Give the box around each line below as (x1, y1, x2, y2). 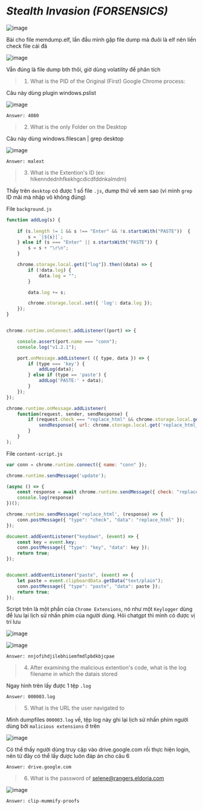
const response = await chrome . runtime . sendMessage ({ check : (17, 489, 174, 495)
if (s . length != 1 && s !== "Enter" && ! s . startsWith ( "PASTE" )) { (17, 228, 191, 234)
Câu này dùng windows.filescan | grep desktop (6, 135, 124, 142)
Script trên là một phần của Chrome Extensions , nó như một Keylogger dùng (6, 606, 193, 613)
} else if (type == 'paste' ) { (28, 372, 107, 378)
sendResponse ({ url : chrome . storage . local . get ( (38, 422, 161, 429)
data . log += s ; (28, 289, 66, 296)
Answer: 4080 (6, 112, 39, 118)
